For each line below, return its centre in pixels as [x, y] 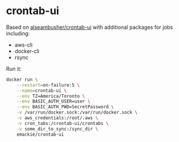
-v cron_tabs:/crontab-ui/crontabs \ [63, 123]
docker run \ [22, 80]
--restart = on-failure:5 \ [48, 85]
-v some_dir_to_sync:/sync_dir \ [58, 129]
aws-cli [23, 45]
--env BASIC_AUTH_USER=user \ [54, 101]
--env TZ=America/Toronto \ [51, 96]
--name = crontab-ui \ [42, 90]
